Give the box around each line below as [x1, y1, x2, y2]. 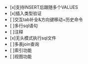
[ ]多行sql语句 [9, 23, 38, 29]
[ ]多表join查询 [9, 41, 40, 47]
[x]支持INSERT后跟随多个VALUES [9, 4, 78, 10]
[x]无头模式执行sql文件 [9, 35, 57, 41]
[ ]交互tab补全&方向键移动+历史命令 [9, 17, 83, 22]
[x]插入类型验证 [9, 10, 42, 16]
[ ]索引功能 [9, 47, 32, 53]
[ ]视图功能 [9, 54, 32, 59]
